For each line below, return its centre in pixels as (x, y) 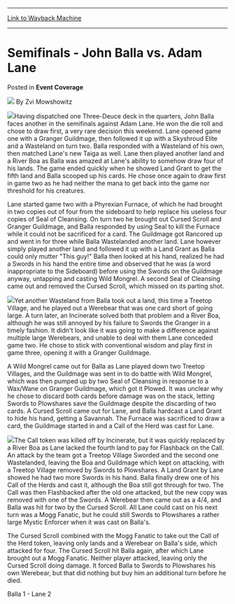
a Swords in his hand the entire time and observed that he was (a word (109, 263)
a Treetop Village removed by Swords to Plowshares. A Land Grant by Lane (115, 469)
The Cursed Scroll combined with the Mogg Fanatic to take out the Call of (113, 535)
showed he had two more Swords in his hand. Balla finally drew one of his (114, 477)
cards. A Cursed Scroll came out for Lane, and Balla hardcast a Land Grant (115, 411)
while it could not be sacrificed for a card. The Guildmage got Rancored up (115, 234)
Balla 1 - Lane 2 (29, 593)
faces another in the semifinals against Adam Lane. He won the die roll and (115, 123)
